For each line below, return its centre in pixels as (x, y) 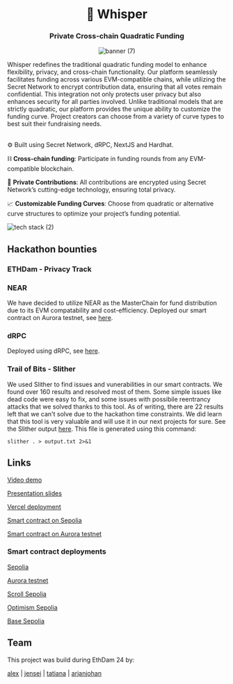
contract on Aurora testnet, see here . (60, 318)
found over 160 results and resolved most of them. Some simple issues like (114, 392)
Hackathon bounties (52, 249)
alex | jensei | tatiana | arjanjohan (55, 673)
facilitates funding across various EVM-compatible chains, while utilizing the (116, 79)
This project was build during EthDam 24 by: (71, 660)
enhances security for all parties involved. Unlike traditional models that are (115, 102)
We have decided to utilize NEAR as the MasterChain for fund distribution (112, 303)
